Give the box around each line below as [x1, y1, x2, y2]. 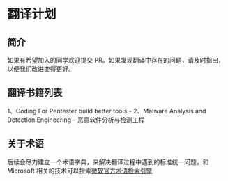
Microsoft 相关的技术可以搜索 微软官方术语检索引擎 [7, 166, 153, 175]
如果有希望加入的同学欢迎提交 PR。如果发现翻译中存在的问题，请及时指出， [7, 56, 225, 64]
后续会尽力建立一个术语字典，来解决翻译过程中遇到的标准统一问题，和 [7, 157, 209, 166]
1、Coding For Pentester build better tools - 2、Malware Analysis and [7, 107, 206, 115]
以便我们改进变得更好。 [7, 65, 75, 73]
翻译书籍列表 [7, 87, 63, 99]
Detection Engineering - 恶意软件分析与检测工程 [7, 116, 145, 124]
